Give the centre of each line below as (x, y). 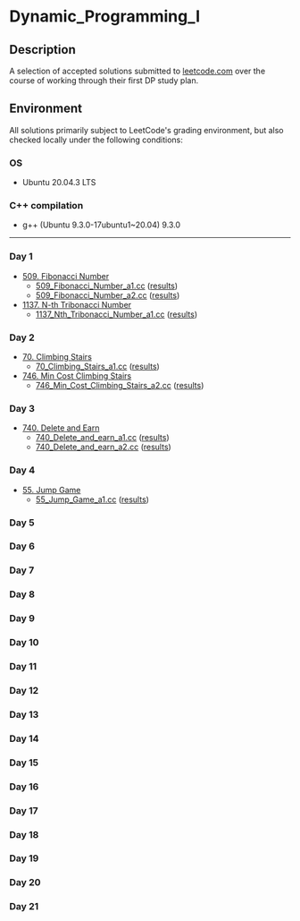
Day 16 (24, 787)
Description (42, 50)
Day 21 (24, 907)
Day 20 (25, 883)
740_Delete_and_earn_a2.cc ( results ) (103, 447)
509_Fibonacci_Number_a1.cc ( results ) (107, 286)
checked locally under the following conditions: (96, 140)
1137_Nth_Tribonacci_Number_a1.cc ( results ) (117, 314)
